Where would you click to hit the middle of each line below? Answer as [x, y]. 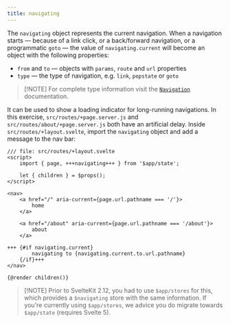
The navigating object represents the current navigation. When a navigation [115, 33]
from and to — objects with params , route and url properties [102, 68]
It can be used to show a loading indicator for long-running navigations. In [112, 109]
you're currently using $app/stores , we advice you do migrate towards [123, 305]
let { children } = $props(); [63, 175]
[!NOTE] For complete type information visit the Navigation [107, 89]
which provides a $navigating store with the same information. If [115, 298]
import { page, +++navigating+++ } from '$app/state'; [100, 163]
